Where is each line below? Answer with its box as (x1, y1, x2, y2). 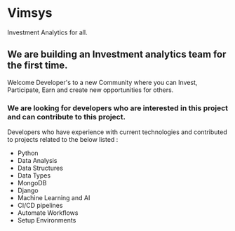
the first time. (7, 60, 68, 72)
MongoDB (17, 179, 47, 187)
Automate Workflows (17, 209, 79, 217)
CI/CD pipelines (17, 202, 63, 210)
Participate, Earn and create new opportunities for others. (7, 86, 174, 94)
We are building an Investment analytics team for (7, 48, 227, 60)
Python (17, 149, 39, 157)
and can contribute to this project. (7, 112, 126, 121)
